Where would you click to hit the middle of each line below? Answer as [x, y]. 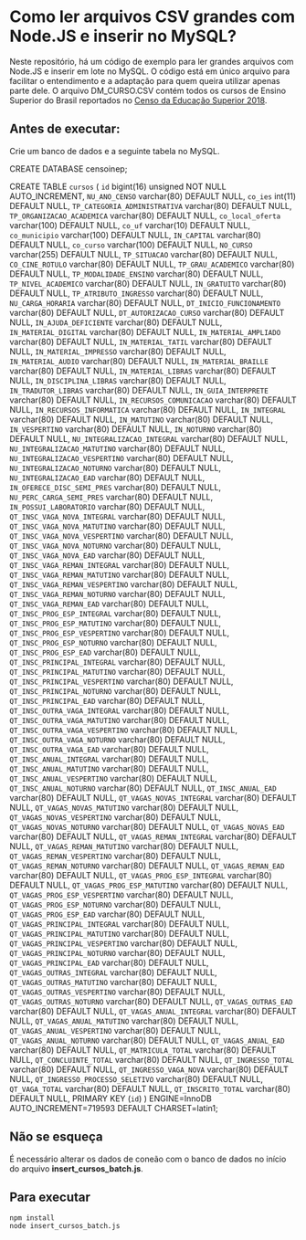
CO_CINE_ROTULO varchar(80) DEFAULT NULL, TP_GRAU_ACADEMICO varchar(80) [152, 264]
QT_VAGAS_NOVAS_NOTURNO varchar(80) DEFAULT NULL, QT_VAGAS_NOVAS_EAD [147, 826]
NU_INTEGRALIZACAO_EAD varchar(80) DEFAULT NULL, [107, 478]
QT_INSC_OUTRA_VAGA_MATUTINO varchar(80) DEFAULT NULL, [120, 720]
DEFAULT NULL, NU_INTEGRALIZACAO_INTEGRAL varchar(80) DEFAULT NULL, [149, 438]
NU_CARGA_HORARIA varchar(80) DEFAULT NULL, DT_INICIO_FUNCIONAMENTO [145, 302]
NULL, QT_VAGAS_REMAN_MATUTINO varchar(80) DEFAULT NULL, [124, 846]
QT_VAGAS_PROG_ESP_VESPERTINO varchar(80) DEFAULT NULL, [121, 894]
